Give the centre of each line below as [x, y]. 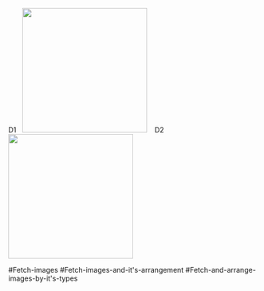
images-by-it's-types [43, 278]
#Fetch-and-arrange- [221, 270]
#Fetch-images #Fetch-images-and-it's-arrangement [96, 270]
